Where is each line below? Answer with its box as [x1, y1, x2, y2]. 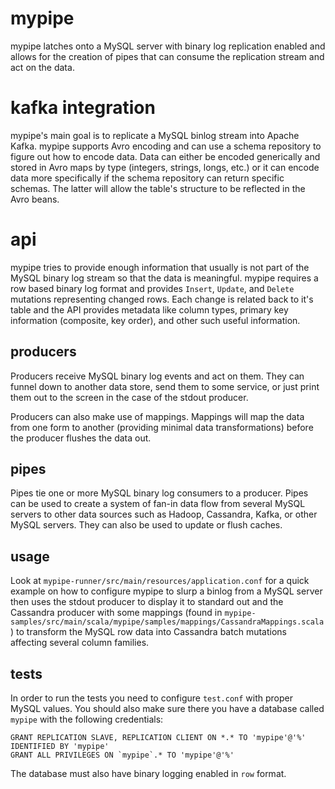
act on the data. [10, 61, 75, 73]
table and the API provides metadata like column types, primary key [10, 303, 289, 316]
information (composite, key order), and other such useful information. [10, 314, 301, 326]
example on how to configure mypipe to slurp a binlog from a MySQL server [10, 585, 323, 597]
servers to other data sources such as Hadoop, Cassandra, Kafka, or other [10, 508, 318, 521]
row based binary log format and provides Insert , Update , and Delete [10, 282, 295, 294]
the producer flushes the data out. [10, 432, 152, 444]
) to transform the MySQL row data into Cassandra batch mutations [10, 626, 287, 638]
